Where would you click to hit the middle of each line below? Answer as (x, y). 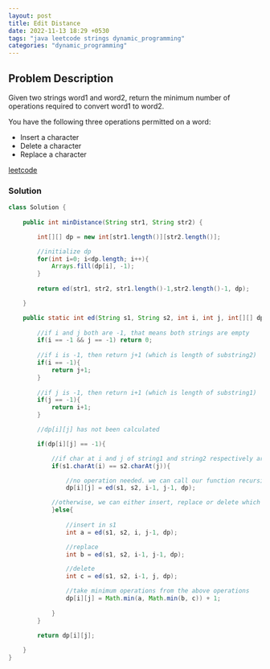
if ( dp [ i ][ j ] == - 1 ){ (72, 444)
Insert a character (49, 137)
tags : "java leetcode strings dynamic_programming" (96, 38)
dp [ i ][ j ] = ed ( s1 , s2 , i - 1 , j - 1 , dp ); (131, 488)
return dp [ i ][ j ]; (66, 635)
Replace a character (53, 154)
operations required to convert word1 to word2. (86, 106)
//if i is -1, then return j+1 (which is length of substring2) (147, 355)
